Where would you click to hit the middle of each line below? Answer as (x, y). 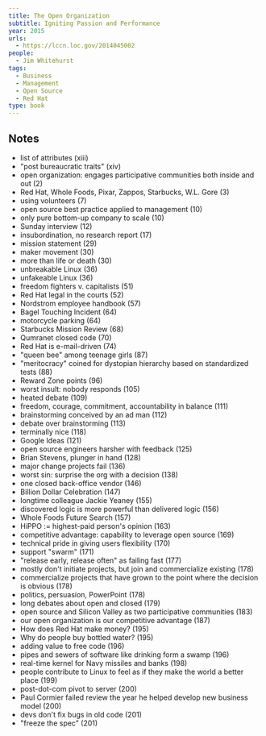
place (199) (39, 680)
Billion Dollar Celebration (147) (70, 492)
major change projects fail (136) (73, 466)
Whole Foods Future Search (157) (75, 518)
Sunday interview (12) (56, 226)
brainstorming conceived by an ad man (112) (94, 414)
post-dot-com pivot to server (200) (78, 688)
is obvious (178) (46, 586)
